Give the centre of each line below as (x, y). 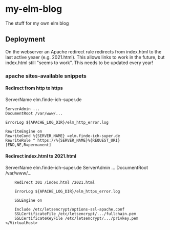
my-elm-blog (34, 9)
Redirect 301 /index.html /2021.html (55, 183)
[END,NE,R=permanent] (28, 145)
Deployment (25, 39)
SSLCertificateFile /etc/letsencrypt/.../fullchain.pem (76, 214)
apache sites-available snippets (46, 76)
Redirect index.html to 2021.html (41, 156)
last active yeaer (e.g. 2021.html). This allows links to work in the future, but (85, 57)
